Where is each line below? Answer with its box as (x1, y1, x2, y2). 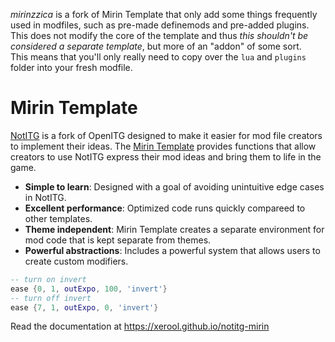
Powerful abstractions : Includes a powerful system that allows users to (24, 244, 321, 256)
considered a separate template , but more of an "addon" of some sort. (10, 40, 302, 52)
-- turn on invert (10, 274, 87, 284)
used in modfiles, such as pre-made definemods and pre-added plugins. (10, 19, 310, 31)
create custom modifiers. (24, 255, 129, 267)
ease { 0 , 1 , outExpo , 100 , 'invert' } (10, 284, 168, 294)
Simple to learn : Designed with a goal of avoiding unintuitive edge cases (24, 180, 325, 193)
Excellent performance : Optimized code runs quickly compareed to (24, 202, 306, 214)
